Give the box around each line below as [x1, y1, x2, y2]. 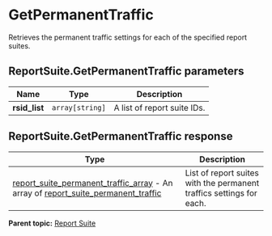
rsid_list [12, 102, 45, 113]
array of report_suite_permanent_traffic [12, 188, 162, 199]
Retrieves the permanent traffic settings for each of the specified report [8, 32, 248, 42]
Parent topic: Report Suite [8, 218, 96, 228]
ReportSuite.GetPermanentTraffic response [8, 129, 233, 143]
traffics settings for [185, 188, 257, 199]
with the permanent [185, 177, 260, 188]
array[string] [51, 103, 107, 112]
